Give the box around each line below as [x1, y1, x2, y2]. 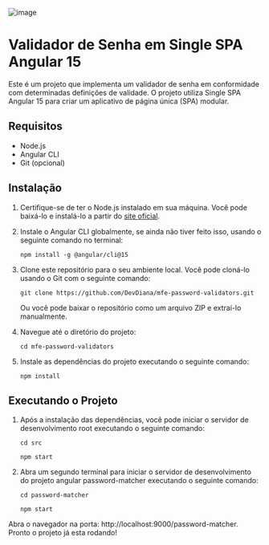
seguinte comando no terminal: [19, 235, 124, 245]
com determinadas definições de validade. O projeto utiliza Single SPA [8, 87, 241, 97]
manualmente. [19, 311, 68, 321]
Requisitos [8, 120, 63, 133]
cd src [19, 439, 43, 447]
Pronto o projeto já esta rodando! [8, 528, 118, 538]
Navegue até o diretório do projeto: [19, 327, 137, 336]
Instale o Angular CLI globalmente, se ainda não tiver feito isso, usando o [19, 226, 262, 236]
